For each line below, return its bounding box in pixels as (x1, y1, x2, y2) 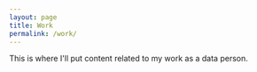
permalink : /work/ (9, 29, 77, 38)
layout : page (9, 12, 58, 22)
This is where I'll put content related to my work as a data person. (9, 54, 248, 64)
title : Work (9, 21, 53, 30)
